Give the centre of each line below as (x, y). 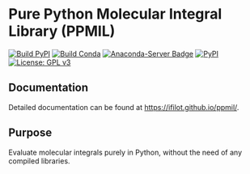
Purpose (30, 133)
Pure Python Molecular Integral (115, 14)
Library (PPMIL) (62, 31)
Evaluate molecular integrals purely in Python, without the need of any (125, 152)
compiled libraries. (39, 161)
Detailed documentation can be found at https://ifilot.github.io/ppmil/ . (124, 107)
